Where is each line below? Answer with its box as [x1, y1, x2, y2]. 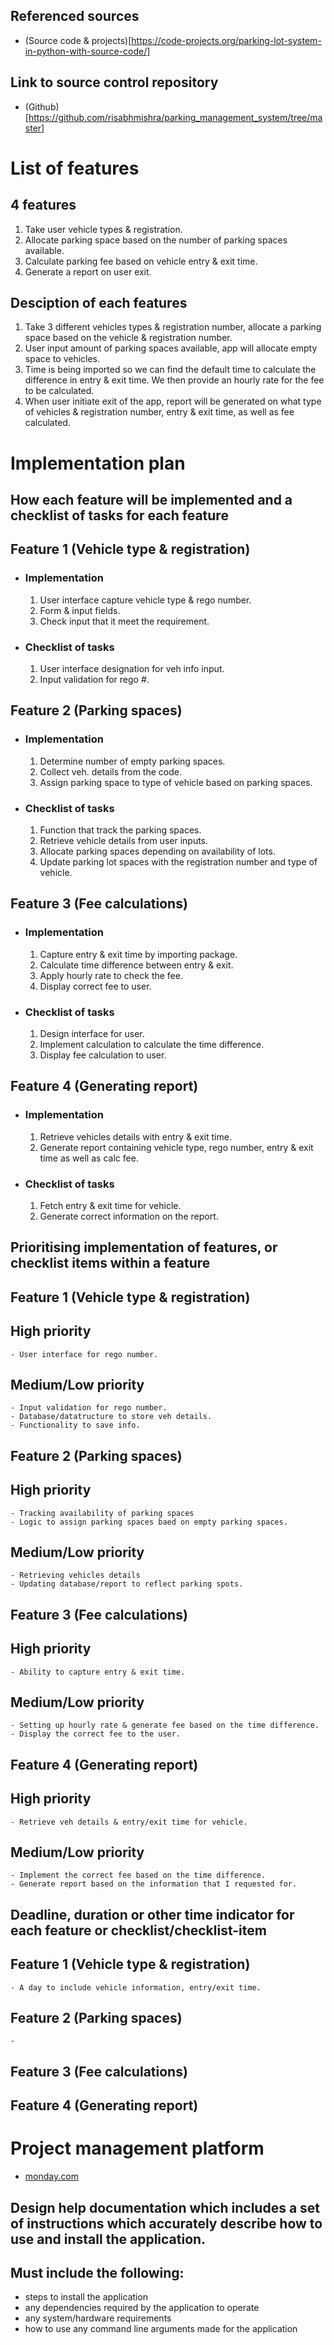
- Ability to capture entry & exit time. [10, 1667, 186, 1677]
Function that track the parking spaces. [39, 824, 202, 836]
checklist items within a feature [10, 1255, 211, 1272]
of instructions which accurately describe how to [10, 2215, 323, 2232]
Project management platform [10, 2137, 265, 2160]
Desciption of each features [10, 295, 188, 312]
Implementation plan [10, 452, 186, 474]
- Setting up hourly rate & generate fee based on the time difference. [10, 1720, 320, 1731]
